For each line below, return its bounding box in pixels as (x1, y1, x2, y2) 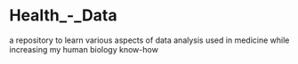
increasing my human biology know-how (9, 44, 158, 54)
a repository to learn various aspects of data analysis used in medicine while (9, 35, 290, 45)
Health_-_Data (9, 5, 117, 26)
